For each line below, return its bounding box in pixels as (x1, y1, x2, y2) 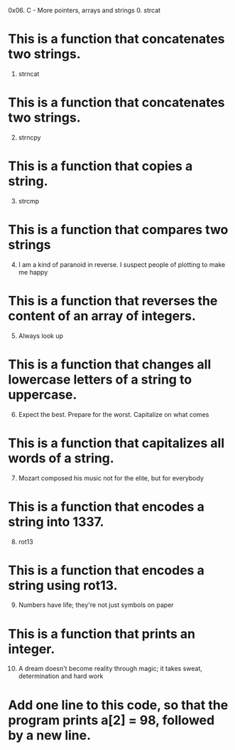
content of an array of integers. (8, 307, 196, 324)
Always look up (18, 331, 63, 340)
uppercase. (8, 386, 77, 403)
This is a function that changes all (8, 356, 212, 372)
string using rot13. (8, 577, 118, 593)
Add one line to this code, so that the (8, 697, 229, 713)
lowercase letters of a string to (8, 371, 192, 387)
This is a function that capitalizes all (8, 435, 225, 451)
